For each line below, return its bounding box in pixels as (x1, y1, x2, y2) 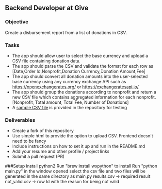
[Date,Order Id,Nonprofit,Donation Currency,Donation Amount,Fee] (12, 68, 146, 74)
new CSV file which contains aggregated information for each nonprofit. (12, 94, 156, 100)
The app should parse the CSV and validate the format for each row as (12, 63, 154, 69)
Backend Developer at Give (5, 4, 89, 12)
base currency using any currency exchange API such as (12, 78, 126, 84)
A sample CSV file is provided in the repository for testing (12, 104, 127, 110)
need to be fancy (12, 138, 47, 144)
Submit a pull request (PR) (12, 153, 65, 160)
